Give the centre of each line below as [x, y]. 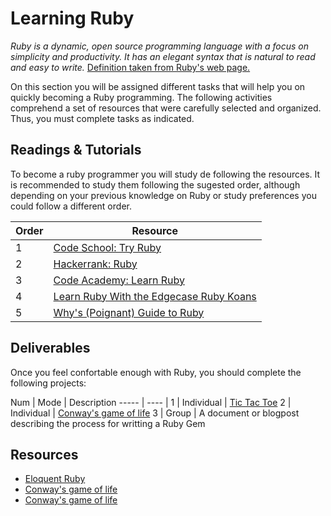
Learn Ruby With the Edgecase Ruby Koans [155, 296]
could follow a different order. [71, 206]
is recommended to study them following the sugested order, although [155, 184]
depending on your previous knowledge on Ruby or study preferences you [163, 195]
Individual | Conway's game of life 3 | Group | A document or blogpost [155, 413]
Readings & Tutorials [76, 150]
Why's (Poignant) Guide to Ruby [129, 312]
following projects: [48, 383]
